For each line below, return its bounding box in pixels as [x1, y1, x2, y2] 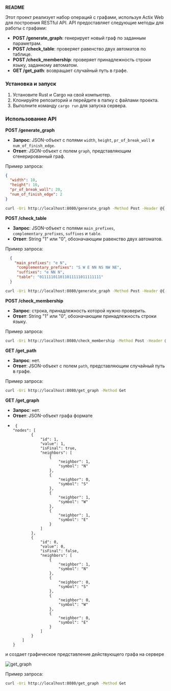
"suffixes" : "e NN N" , [16, 270, 65, 275]
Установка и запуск [5, 80, 56, 87]
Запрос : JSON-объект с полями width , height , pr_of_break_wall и [12, 137, 155, 143]
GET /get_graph [5, 397, 40, 403]
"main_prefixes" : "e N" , [14, 260, 67, 265]
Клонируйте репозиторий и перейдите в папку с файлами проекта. [12, 97, 159, 104]
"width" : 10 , [10, 178, 38, 183]
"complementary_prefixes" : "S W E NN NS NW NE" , [16, 265, 122, 270]
